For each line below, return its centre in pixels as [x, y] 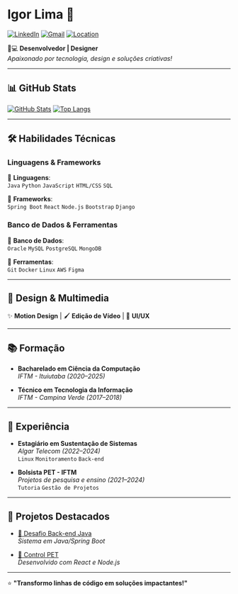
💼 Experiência [38, 426]
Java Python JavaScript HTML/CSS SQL [60, 186]
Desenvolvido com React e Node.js [69, 562]
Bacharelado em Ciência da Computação [79, 369]
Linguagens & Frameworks [54, 162]
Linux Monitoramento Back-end [61, 459]
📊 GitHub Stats [42, 88]
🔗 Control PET [38, 554]
